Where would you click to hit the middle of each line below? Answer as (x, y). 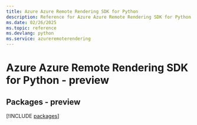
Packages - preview (43, 102)
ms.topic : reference (32, 28)
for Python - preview (58, 80)
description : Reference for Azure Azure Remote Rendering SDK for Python (99, 17)
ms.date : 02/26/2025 (32, 22)
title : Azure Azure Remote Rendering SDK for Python (72, 11)
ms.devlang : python (30, 33)
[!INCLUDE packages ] (33, 116)
